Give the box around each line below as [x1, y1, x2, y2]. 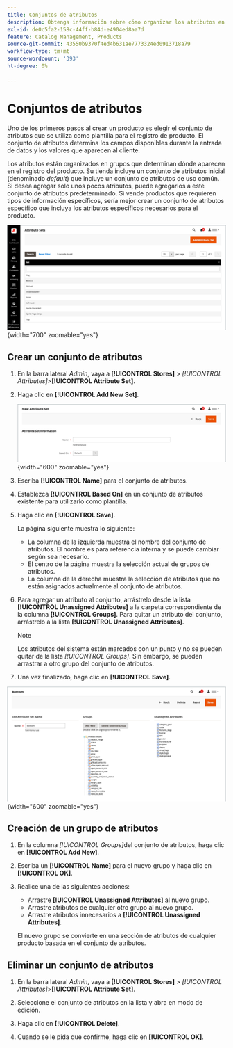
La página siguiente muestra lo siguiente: [17, 524, 135, 532]
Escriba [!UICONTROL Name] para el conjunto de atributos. [17, 476, 188, 485]
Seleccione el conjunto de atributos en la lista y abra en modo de [17, 999, 203, 1007]
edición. [17, 1006, 41, 1015]
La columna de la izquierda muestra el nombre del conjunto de [27, 538, 207, 546]
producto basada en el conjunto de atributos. [17, 939, 146, 947]
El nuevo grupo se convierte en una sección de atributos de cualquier [17, 932, 216, 940]
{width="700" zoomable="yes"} [7, 331, 99, 339]
